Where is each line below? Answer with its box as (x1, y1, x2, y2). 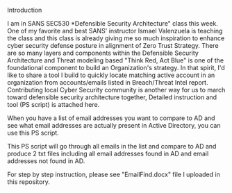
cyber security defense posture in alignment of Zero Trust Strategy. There (7, 42, 219, 49)
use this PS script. (7, 128, 59, 137)
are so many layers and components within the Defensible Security (7, 49, 199, 57)
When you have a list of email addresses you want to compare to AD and (7, 114, 215, 122)
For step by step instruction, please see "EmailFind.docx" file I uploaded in (7, 170, 220, 178)
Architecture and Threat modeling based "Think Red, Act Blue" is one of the (7, 56, 224, 65)
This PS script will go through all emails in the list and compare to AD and (7, 142, 217, 150)
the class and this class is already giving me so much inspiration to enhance (7, 34, 225, 42)
